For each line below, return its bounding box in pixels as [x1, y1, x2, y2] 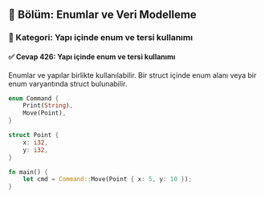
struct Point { [8, 131, 59, 139]
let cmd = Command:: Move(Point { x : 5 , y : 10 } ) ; [22, 176, 193, 184]
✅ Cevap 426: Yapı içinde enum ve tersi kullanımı [8, 51, 176, 61]
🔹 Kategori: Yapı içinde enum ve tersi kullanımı [8, 32, 194, 43]
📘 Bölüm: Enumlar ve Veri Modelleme [8, 8, 197, 22]
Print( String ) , [22, 102, 74, 110]
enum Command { [8, 94, 59, 103]
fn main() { [8, 168, 48, 176]
